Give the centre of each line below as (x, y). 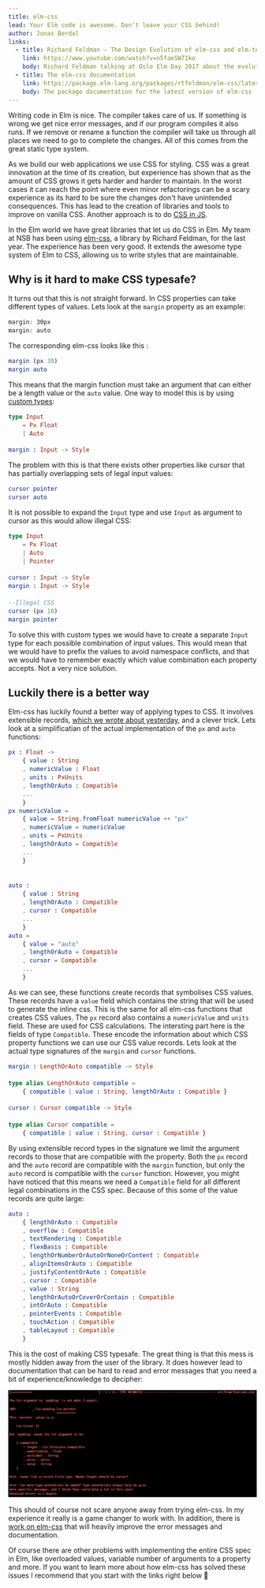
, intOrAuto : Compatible (65, 1305)
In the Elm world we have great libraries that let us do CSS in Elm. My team (129, 230)
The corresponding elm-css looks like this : (78, 346)
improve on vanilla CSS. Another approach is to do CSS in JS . (108, 214)
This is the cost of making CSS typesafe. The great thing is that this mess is (131, 1354)
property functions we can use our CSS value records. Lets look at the (122, 1043)
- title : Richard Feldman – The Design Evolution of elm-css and (125, 50)
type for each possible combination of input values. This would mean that (127, 642)
